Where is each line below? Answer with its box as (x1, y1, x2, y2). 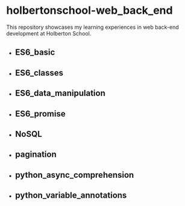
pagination (14, 150, 57, 160)
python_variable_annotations (14, 190, 127, 201)
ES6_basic (14, 47, 55, 58)
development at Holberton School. (6, 29, 92, 37)
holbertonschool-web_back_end (6, 4, 173, 17)
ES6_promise (14, 109, 66, 119)
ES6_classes (14, 67, 64, 78)
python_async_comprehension (14, 169, 134, 180)
